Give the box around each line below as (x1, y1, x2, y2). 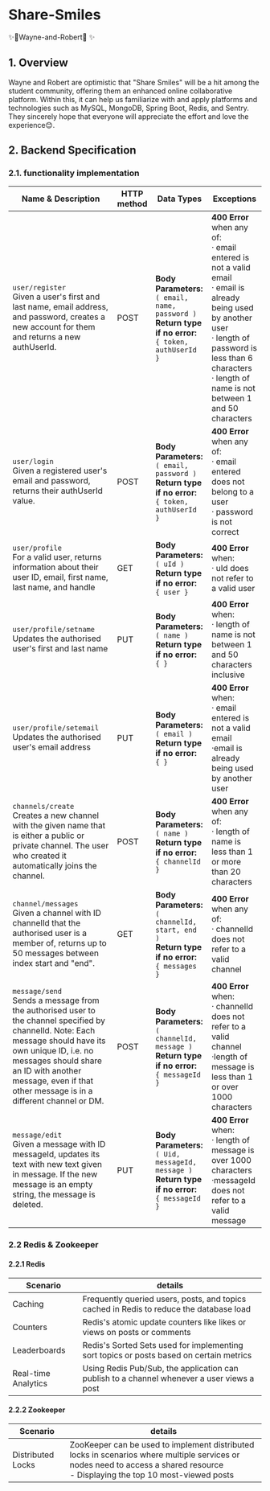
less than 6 (211, 352, 253, 364)
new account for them (12, 322, 96, 333)
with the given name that (12, 820, 106, 832)
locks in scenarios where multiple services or (69, 1449, 240, 1460)
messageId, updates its (12, 1148, 100, 1160)
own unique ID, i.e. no (12, 1045, 94, 1057)
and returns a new (12, 331, 81, 343)
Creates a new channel (12, 810, 99, 821)
